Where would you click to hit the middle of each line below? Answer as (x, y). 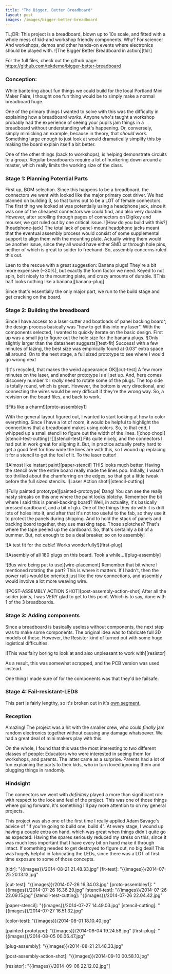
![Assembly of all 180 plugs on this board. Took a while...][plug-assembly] (83, 555)
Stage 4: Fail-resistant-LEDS (42, 692)
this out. (14, 255)
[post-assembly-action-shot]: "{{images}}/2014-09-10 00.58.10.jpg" (77, 956)
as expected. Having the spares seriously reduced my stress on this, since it (86, 837)
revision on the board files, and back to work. (53, 397)
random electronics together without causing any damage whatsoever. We (84, 733)
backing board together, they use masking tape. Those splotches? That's (83, 524)
